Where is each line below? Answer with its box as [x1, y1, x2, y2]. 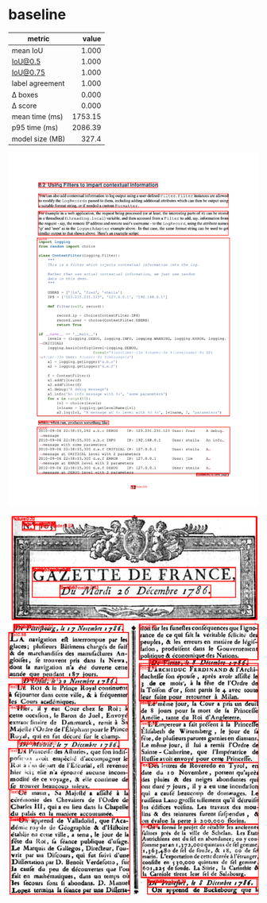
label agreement [11, 79, 65, 88]
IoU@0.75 [11, 68, 46, 77]
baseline [8, 6, 66, 24]
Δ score [11, 101, 37, 110]
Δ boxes [11, 90, 38, 99]
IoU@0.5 [11, 56, 41, 66]
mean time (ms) [11, 112, 64, 122]
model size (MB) [11, 133, 66, 144]
